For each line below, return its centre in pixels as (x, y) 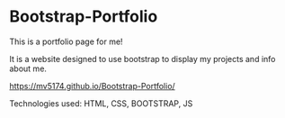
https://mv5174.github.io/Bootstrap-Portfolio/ (92, 86)
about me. (28, 68)
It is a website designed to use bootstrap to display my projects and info (142, 59)
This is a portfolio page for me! (66, 41)
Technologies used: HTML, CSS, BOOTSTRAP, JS (101, 103)
